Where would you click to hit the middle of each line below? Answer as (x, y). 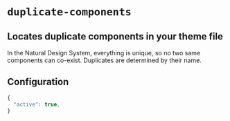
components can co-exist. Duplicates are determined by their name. (105, 60)
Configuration (38, 82)
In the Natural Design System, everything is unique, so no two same (104, 53)
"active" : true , (37, 104)
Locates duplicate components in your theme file (115, 36)
